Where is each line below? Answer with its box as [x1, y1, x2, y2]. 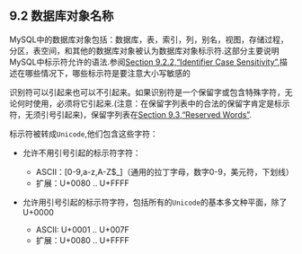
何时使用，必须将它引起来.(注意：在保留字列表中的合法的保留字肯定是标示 [16, 98, 290, 109]
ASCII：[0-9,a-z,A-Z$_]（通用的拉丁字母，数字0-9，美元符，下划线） [35, 166, 294, 177]
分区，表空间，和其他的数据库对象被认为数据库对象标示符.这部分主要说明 [9, 45, 280, 56]
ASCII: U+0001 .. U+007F [35, 223, 130, 235]
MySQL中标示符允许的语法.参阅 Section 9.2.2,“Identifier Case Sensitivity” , [9, 57, 280, 67]
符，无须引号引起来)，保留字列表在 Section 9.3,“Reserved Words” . [9, 109, 252, 119]
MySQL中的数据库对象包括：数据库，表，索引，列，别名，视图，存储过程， [9, 34, 289, 45]
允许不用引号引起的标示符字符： [22, 147, 141, 158]
